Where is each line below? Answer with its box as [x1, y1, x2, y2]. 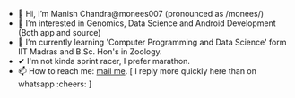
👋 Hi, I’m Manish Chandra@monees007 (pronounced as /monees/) [17, 9, 265, 19]
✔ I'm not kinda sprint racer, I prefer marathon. [17, 56, 191, 66]
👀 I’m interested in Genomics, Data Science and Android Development [17, 18, 276, 29]
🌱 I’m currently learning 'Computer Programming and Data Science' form [17, 37, 287, 47]
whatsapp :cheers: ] [17, 78, 92, 89]
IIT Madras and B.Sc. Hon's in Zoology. [17, 46, 163, 57]
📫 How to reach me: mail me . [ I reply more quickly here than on [17, 66, 257, 76]
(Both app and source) [17, 28, 101, 37]
